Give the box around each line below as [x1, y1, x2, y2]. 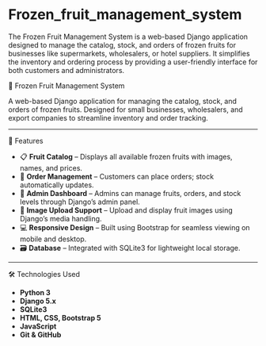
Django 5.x [19, 296, 57, 306]
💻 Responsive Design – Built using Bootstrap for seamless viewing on [19, 222, 251, 232]
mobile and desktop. [19, 234, 87, 244]
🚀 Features [8, 136, 44, 145]
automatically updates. [19, 180, 94, 190]
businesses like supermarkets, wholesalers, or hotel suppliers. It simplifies [8, 48, 251, 58]
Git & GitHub [19, 329, 62, 339]
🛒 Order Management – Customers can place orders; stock [19, 171, 215, 181]
